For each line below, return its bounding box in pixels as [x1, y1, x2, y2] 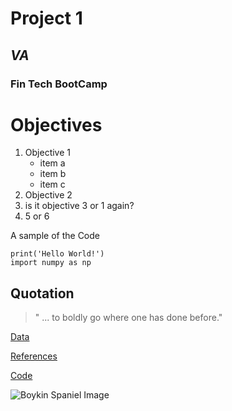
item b [39, 168, 67, 180]
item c [39, 178, 66, 191]
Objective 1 [24, 147, 71, 159]
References [10, 350, 58, 362]
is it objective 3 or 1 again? [24, 200, 135, 212]
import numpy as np [10, 258, 92, 268]
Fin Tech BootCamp [10, 77, 108, 91]
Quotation [10, 285, 75, 302]
